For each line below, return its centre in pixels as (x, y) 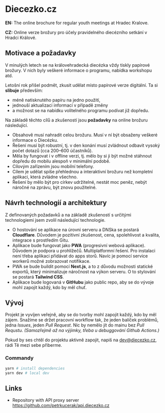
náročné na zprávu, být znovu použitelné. (54, 187)
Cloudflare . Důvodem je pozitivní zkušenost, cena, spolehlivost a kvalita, (86, 235)
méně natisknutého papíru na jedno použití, (56, 100)
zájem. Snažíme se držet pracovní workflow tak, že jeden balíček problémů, (82, 320)
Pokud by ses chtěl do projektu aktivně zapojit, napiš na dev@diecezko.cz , (81, 340)
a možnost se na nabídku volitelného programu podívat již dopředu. (81, 110)
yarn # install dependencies (35, 368)
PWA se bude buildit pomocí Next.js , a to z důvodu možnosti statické (82, 266)
